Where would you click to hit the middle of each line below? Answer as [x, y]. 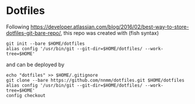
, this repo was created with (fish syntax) [110, 33]
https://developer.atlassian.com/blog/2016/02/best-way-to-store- [110, 27]
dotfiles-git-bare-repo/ [33, 33]
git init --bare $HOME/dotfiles [45, 44]
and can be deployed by [35, 64]
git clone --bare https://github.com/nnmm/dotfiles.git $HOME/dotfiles [95, 80]
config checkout [26, 95]
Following [18, 27]
